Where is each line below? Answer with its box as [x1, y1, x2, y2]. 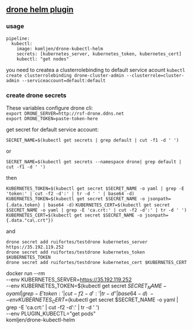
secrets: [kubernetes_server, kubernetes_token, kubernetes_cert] [16, 51, 182, 57]
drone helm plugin [6, 5, 74, 15]
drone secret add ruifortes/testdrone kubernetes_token [6, 249, 145, 255]
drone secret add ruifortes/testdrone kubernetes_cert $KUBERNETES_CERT [6, 259, 187, 265]
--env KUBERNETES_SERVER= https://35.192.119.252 [6, 276, 132, 283]
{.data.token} [6, 202, 41, 208]
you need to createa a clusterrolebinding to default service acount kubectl [6, 66, 185, 73]
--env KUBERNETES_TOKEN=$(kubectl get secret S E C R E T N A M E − [6, 282, 167, 290]
